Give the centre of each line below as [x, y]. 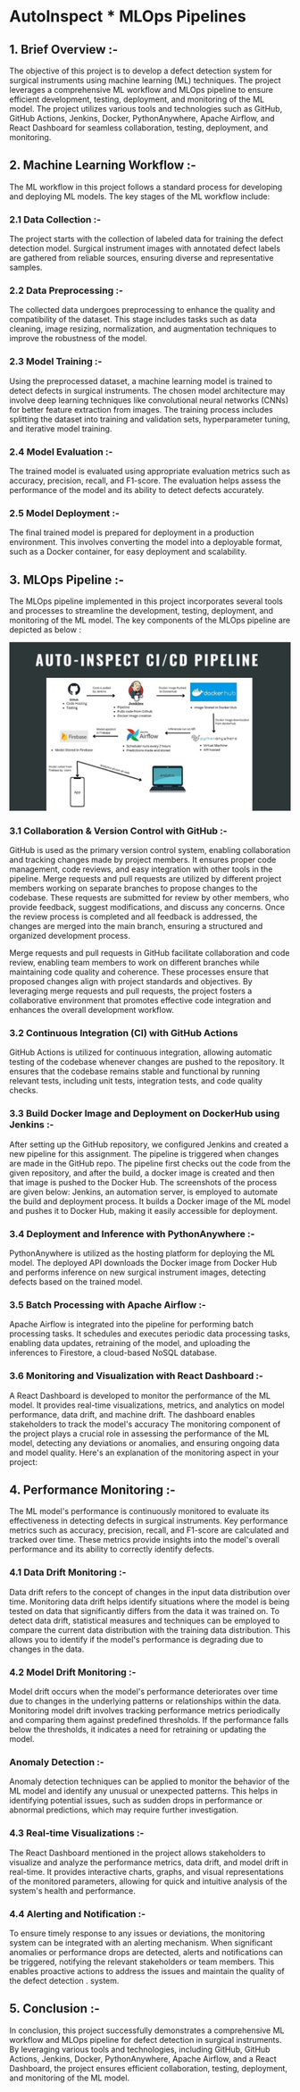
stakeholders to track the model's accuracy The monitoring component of [145, 1424]
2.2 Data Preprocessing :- [66, 290]
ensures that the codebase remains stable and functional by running [135, 1071]
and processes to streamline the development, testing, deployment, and [142, 611]
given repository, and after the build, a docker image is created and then [142, 1173]
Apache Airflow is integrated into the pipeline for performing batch [132, 1325]
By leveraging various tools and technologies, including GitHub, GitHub [140, 2049]
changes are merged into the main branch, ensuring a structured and [136, 926]
